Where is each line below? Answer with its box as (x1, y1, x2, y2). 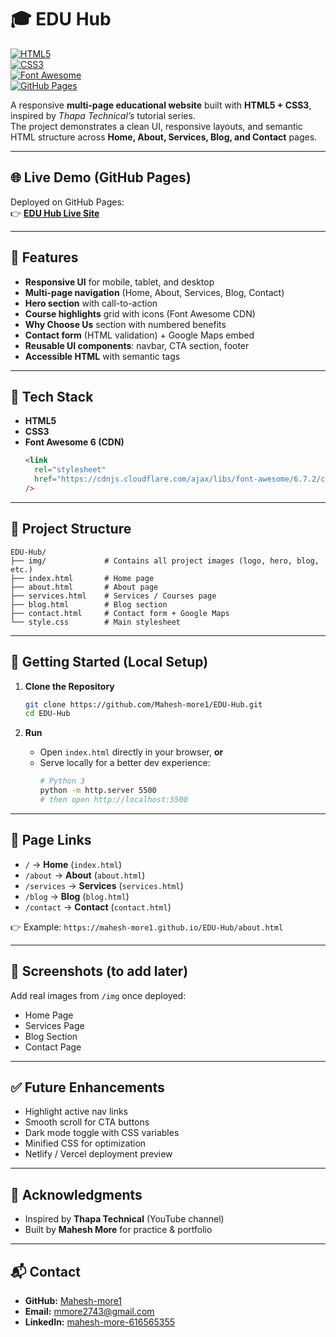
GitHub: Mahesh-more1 (24, 1294, 123, 1306)
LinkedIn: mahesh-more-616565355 (24, 1316, 176, 1328)
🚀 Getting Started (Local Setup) (10, 654, 209, 671)
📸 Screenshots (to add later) (10, 963, 189, 980)
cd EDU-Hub (24, 709, 71, 719)
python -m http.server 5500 (39, 786, 157, 796)
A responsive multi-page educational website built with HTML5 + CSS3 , (10, 99, 312, 111)
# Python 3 (39, 776, 86, 786)
